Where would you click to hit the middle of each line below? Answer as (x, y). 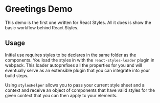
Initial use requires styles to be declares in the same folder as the (71, 55)
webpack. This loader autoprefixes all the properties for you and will (74, 65)
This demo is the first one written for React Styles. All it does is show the (78, 22)
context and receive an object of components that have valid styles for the (80, 90)
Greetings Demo (39, 9)
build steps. (17, 75)
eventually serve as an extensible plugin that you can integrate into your (78, 70)
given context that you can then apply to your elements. (61, 95)
